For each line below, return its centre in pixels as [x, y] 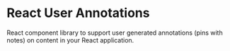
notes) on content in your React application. [70, 40]
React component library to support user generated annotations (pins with [115, 33]
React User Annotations [78, 13]
